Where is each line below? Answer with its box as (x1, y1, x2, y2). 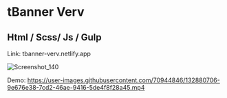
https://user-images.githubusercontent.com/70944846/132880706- (27, 76, 220, 84)
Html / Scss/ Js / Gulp (7, 32, 102, 43)
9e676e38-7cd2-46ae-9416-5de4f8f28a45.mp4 (7, 84, 145, 91)
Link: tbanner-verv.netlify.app (7, 49, 91, 58)
